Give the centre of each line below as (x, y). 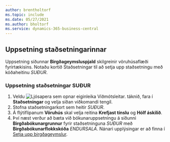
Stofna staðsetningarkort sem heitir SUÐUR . (59, 108)
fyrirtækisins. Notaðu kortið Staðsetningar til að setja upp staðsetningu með (84, 67)
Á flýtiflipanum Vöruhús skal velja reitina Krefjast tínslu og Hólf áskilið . (87, 113)
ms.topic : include (25, 15)
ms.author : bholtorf (27, 24)
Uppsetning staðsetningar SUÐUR (48, 85)
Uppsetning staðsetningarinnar (56, 49)
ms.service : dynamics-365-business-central (52, 29)
